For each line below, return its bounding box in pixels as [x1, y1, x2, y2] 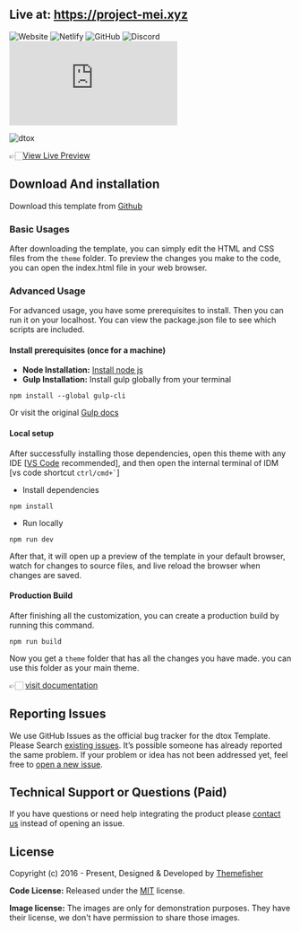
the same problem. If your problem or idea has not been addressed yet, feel [9, 749, 288, 760]
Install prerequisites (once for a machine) [9, 345, 166, 356]
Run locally [21, 517, 64, 528]
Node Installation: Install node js [21, 365, 143, 375]
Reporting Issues [9, 707, 107, 722]
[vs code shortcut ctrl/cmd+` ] [9, 467, 120, 478]
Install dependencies [21, 484, 100, 495]
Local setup [9, 428, 54, 439]
